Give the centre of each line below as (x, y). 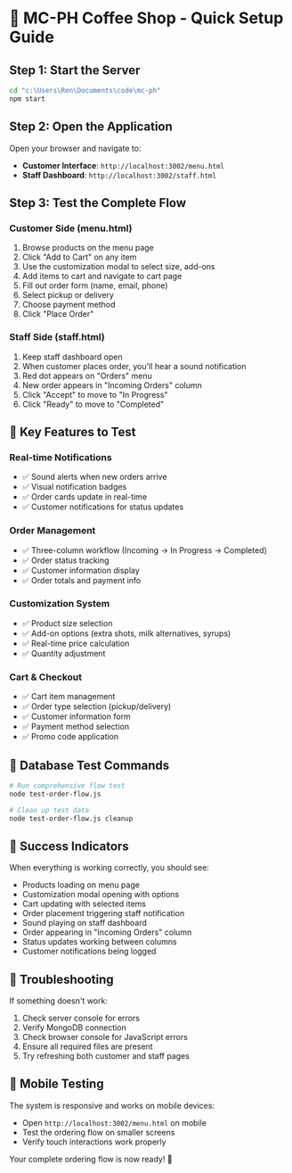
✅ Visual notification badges (74, 487)
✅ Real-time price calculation (76, 643)
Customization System (60, 604)
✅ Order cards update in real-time (85, 497)
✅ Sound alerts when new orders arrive (94, 477)
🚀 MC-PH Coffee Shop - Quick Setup (146, 18)
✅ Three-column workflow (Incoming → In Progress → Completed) (144, 550)
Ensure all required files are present (87, 1046)
